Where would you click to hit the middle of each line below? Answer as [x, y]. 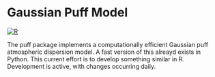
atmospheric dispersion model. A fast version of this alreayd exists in [104, 52]
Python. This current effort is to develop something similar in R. [96, 59]
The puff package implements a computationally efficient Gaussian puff [108, 44]
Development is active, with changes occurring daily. [82, 66]
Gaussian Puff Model [68, 13]
